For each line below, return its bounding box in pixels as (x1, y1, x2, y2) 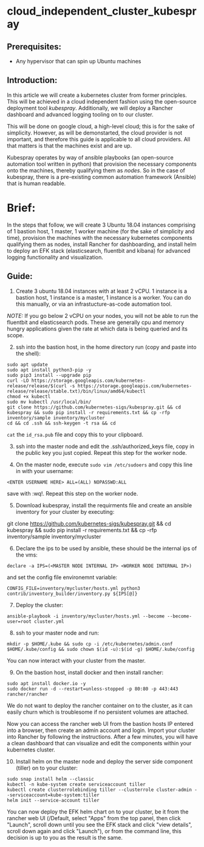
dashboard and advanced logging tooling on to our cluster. (7, 111, 154, 118)
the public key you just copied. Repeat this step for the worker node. (15, 449, 187, 456)
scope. (7, 331, 24, 339)
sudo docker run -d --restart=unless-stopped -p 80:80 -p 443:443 (7, 686, 178, 692)
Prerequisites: (7, 41, 61, 52)
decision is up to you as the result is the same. (7, 834, 123, 841)
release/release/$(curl (7, 382, 67, 389)
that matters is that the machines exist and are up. (7, 142, 132, 149)
